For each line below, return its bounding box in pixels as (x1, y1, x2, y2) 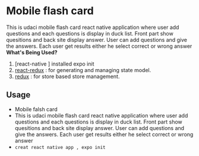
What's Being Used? (6, 48, 58, 56)
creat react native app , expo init (14, 144, 106, 150)
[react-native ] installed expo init (14, 60, 94, 67)
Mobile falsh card (14, 105, 58, 113)
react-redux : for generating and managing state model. (14, 66, 151, 73)
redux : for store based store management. (14, 73, 120, 80)
